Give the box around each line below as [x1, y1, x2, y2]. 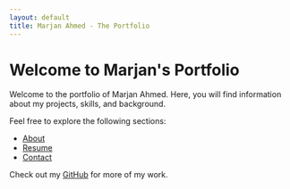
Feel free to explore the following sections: [9, 116, 166, 127]
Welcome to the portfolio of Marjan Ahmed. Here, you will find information [9, 89, 282, 100]
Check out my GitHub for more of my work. [9, 169, 168, 180]
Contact [21, 152, 52, 163]
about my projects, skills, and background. [9, 99, 166, 110]
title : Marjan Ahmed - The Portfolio [9, 21, 150, 30]
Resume [21, 143, 53, 153]
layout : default [9, 12, 70, 22]
